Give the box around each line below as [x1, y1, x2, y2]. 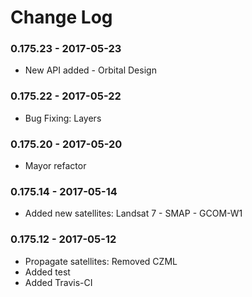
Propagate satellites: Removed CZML [24, 255, 178, 267]
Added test [24, 266, 71, 278]
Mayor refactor [24, 160, 87, 172]
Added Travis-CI [24, 276, 93, 288]
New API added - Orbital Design [24, 64, 157, 76]
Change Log [10, 6, 113, 29]
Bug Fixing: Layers [24, 112, 102, 124]
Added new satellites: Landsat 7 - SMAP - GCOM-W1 [24, 207, 243, 220]
